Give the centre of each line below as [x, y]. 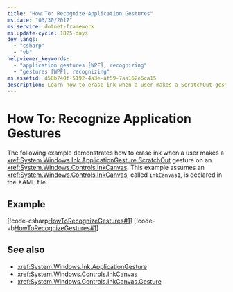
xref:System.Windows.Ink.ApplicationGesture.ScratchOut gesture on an [110, 160]
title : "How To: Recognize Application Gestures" [80, 14]
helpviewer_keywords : [38, 59]
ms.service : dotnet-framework [51, 26]
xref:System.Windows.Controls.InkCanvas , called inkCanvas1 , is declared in [115, 175]
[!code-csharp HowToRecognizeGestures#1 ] [70, 221]
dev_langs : [23, 40]
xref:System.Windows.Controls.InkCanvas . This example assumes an [106, 168]
